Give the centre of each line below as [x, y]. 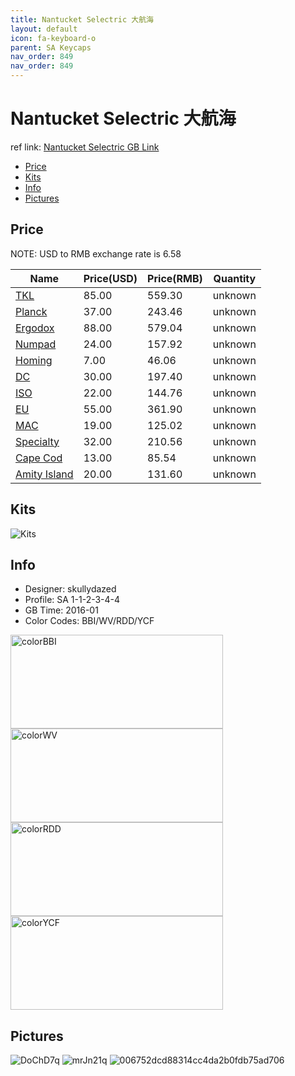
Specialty [37, 441]
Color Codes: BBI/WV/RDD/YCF [89, 621]
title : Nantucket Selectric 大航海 [82, 19]
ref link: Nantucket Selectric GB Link [85, 147]
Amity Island [44, 474]
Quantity [235, 278]
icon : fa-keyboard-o [53, 38]
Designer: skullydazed [70, 589]
